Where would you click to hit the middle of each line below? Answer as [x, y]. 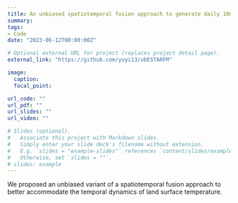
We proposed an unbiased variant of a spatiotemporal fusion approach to [114, 185]
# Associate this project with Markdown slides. [84, 138]
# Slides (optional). [39, 131]
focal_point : [33, 86]
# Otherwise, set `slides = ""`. [60, 158]
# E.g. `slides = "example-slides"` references [82, 151]
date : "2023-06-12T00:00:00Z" [52, 40]
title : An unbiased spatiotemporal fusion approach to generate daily [114, 14]
